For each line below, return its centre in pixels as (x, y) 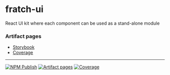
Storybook (24, 47)
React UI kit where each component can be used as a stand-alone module (82, 23)
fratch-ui (25, 9)
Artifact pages (24, 36)
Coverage (23, 53)
